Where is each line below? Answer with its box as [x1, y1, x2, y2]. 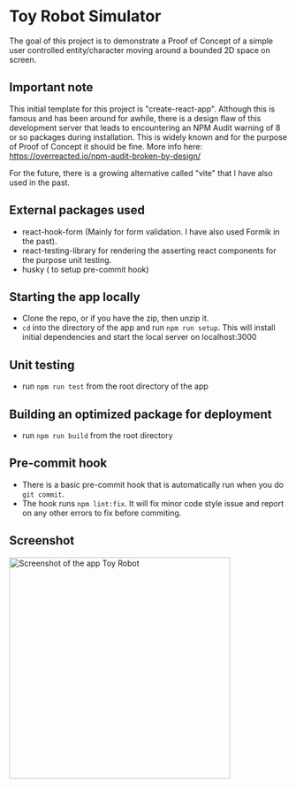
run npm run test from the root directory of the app [21, 381, 209, 391]
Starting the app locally [9, 290, 140, 305]
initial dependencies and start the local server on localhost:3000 [21, 332, 257, 343]
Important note [9, 80, 94, 95]
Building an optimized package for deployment [9, 406, 272, 421]
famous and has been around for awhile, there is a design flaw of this [9, 112, 262, 123]
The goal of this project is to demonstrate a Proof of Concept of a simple [9, 35, 274, 46]
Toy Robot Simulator [9, 6, 162, 27]
